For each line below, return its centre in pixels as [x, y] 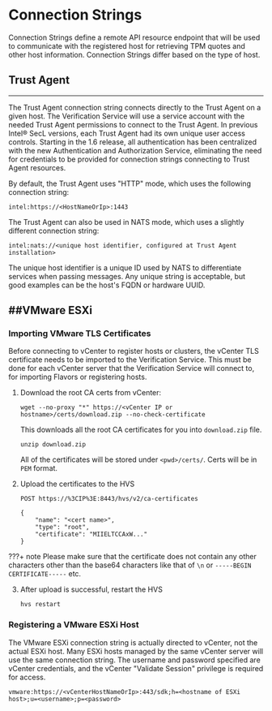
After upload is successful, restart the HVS [91, 589]
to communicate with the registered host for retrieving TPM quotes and [127, 45]
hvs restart [40, 605]
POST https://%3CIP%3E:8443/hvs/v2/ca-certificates [109, 499]
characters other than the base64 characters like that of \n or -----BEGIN [130, 565]
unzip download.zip [53, 445]
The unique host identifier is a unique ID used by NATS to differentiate [125, 267]
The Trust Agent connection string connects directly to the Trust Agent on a [135, 107]
